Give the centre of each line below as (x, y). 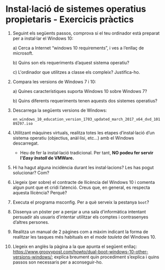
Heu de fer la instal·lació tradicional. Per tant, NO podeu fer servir (87, 152)
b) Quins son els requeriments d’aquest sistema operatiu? (71, 62)
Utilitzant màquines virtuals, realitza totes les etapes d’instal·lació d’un (84, 133)
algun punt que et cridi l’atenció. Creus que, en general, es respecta (81, 187)
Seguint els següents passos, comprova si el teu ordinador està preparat (86, 33)
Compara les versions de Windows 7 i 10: (54, 82)
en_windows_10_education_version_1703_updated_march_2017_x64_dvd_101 (86, 119)
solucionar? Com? (31, 173)
